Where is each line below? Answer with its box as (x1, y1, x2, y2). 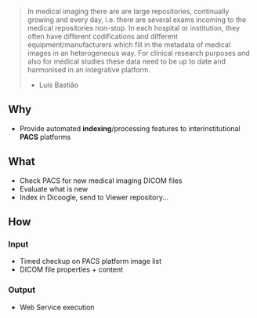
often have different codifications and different (27, 31, 178, 41)
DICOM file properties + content (19, 265, 124, 274)
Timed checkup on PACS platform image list (19, 257, 162, 266)
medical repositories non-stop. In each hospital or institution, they (27, 24, 241, 32)
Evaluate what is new (19, 184, 89, 193)
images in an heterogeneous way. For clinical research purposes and (27, 49, 251, 57)
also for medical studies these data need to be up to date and (27, 57, 226, 66)
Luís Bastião (38, 80, 79, 90)
